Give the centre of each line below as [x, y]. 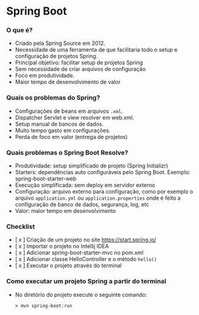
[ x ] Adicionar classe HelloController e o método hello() [86, 259]
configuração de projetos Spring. [56, 56]
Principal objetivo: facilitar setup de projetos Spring [79, 63]
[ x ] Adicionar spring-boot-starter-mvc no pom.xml [79, 252]
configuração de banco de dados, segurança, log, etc [82, 205]
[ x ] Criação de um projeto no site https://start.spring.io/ [86, 240]
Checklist [21, 227]
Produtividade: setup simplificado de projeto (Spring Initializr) [91, 166]
